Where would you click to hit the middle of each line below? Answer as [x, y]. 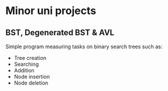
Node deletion [31, 83]
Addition [24, 70]
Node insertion [32, 77]
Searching [26, 64]
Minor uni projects [51, 11]
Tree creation [30, 58]
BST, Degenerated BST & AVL [60, 33]
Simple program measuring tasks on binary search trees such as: [84, 46]
